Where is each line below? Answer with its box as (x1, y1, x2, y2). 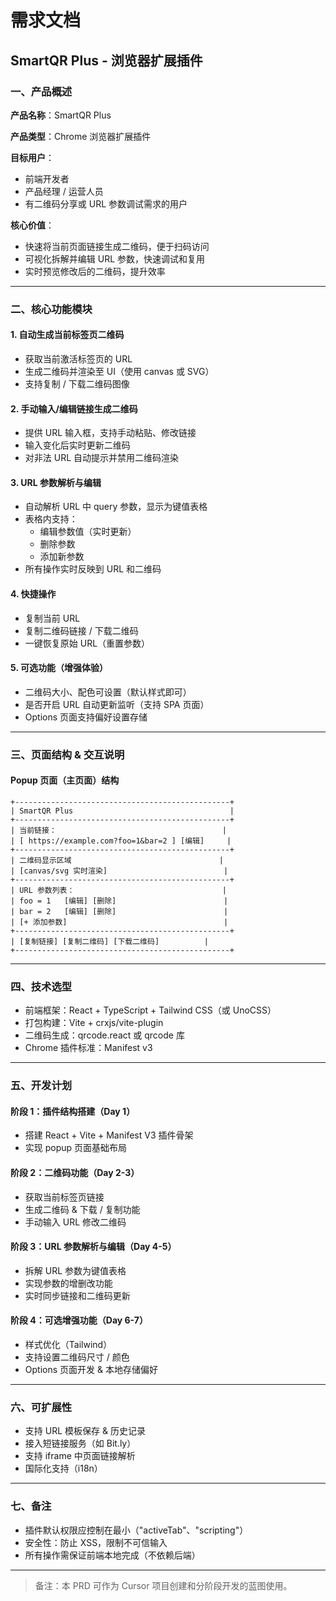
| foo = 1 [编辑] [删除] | (10, 896, 229, 906)
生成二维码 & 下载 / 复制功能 (24, 1203, 141, 1215)
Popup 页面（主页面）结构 (10, 774, 120, 786)
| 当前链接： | (10, 825, 227, 835)
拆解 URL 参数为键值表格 (24, 1264, 127, 1276)
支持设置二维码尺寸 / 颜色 (24, 1351, 130, 1363)
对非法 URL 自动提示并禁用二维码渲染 (24, 452, 180, 464)
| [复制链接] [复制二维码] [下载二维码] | (10, 936, 209, 946)
